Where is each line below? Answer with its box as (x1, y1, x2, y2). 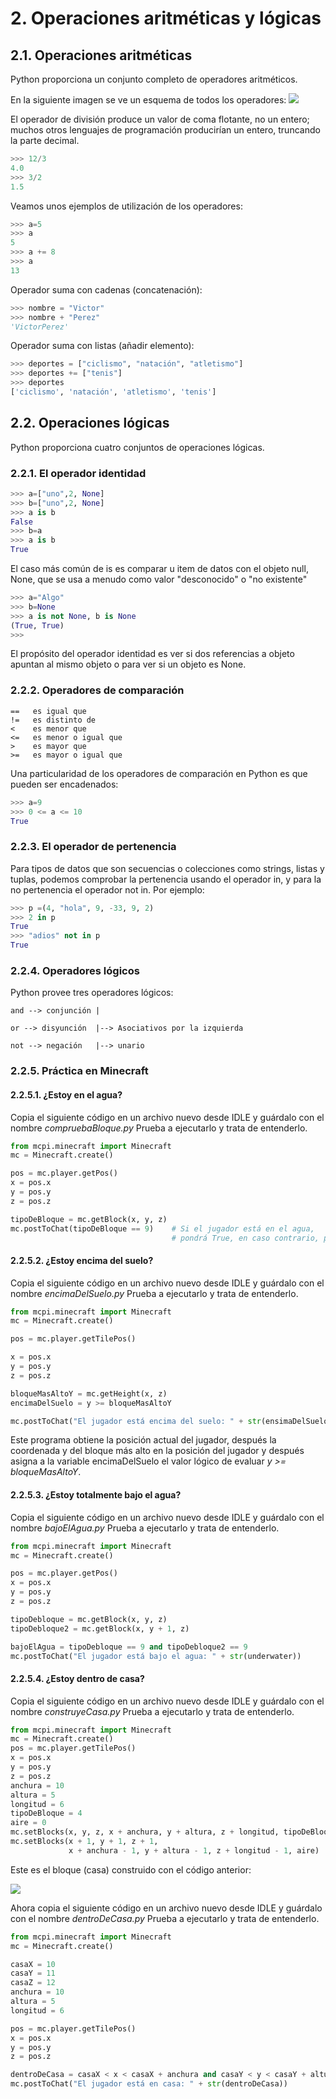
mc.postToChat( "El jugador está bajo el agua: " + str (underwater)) (10, 1651, 302, 1661)
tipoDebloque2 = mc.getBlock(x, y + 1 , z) (10, 1623, 190, 1634)
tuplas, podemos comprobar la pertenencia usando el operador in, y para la (10, 873, 322, 885)
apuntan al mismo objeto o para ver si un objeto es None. (10, 658, 247, 671)
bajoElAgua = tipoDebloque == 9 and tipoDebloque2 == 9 (10, 1642, 248, 1652)
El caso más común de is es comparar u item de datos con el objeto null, (10, 563, 309, 575)
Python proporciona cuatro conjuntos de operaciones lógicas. (10, 441, 265, 453)
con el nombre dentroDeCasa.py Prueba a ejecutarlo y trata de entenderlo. (10, 1912, 320, 1924)
